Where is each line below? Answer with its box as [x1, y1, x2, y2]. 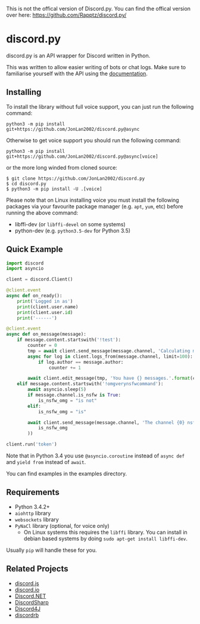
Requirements [6, 487, 60, 497]
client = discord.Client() [6, 276, 73, 282]
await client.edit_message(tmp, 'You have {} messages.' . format [27, 376, 190, 382]
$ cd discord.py [6, 180, 46, 187]
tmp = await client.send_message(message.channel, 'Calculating [27, 348, 190, 354]
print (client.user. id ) [17, 309, 73, 315]
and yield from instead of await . [6, 459, 86, 466]
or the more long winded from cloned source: [6, 164, 118, 171]
